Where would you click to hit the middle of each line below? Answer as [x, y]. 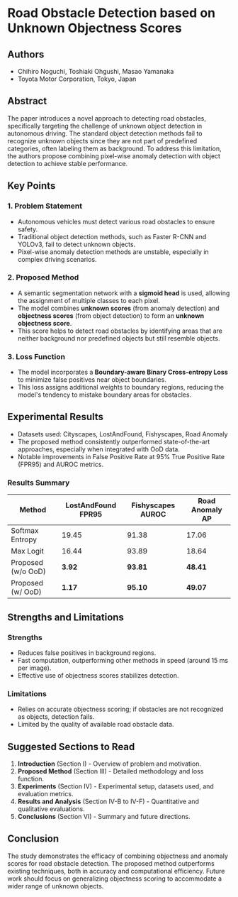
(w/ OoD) [27, 592]
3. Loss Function [36, 356]
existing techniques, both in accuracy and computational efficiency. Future [116, 871]
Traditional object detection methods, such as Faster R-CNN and [112, 236]
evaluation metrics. [45, 794]
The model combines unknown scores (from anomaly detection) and [118, 308]
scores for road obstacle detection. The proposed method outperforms [111, 863]
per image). [34, 668]
